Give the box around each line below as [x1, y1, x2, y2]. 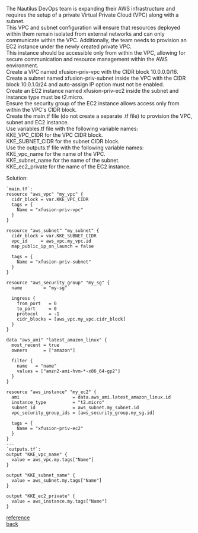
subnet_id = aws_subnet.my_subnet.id [11, 405, 139, 410]
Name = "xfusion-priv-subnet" [17, 259, 92, 265]
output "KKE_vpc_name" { [6, 452, 68, 457]
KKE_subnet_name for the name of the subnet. [6, 157, 120, 164]
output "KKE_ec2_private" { [6, 493, 76, 499]
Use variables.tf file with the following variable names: [6, 125, 138, 132]
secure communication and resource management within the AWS [6, 56, 168, 62]
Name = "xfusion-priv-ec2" [17, 425, 84, 431]
